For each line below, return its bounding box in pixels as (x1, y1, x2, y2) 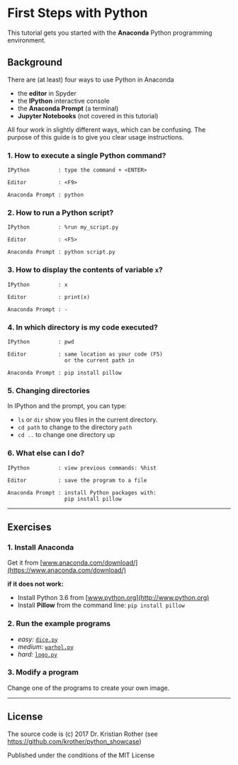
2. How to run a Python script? (7, 208, 114, 217)
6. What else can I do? (7, 448, 85, 458)
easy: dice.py (17, 635, 58, 643)
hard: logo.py (17, 650, 58, 658)
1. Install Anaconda (7, 542, 74, 552)
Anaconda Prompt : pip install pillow (7, 369, 122, 376)
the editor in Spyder (17, 89, 76, 97)
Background (7, 57, 62, 69)
